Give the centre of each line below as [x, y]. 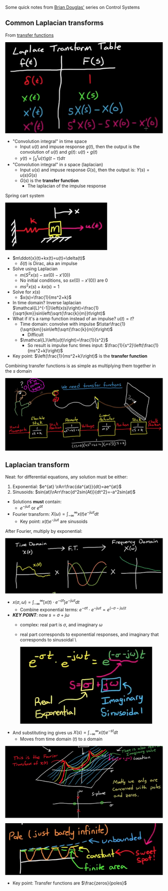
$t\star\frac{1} [111, 324]
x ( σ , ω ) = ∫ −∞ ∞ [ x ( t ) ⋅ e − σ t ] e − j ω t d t [46, 602]
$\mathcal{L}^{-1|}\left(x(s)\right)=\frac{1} [55, 308]
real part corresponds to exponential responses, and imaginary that [89, 634]
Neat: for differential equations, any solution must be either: [66, 477]
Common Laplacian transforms [54, 23]
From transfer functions [29, 35]
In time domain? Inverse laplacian [47, 302]
